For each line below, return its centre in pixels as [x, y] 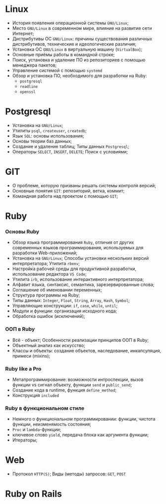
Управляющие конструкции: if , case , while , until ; [65, 306]
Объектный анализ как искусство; [49, 345]
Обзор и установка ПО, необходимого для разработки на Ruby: [80, 75]
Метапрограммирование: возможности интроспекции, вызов [78, 379]
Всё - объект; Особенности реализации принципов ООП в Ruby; [81, 340]
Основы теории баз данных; [42, 141]
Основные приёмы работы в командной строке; [63, 54]
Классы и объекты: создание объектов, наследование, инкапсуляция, [87, 351]
